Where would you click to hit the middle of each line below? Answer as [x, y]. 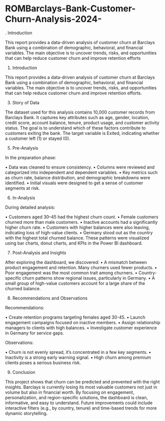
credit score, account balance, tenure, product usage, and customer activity [82, 123]
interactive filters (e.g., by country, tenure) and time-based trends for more [81, 408]
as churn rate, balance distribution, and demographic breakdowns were [78, 177]
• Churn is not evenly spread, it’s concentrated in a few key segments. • [78, 352]
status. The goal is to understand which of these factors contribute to [76, 128]
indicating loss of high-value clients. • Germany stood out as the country [79, 232]
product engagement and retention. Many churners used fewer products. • [81, 267]
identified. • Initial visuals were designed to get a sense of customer [74, 183]
